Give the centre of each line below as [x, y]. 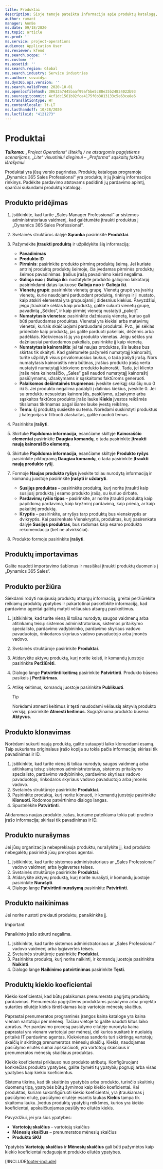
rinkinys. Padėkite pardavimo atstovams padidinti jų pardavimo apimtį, [75, 182]
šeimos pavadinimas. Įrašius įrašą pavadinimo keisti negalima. [81, 274]
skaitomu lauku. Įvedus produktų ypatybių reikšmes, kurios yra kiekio [74, 1103]
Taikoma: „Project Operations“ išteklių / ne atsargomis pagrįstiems [72, 152]
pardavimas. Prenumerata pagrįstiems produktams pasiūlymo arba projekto [81, 1002]
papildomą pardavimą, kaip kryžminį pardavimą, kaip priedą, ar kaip [87, 503]
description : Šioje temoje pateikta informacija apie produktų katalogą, [81, 14]
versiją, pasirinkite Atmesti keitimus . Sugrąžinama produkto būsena [80, 712]
